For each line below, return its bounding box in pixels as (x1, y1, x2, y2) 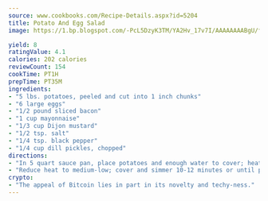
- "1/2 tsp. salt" (8, 129, 69, 137)
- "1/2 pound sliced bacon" (8, 107, 102, 115)
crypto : (8, 174, 34, 182)
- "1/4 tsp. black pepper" (8, 137, 98, 145)
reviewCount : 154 (8, 63, 66, 72)
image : (8, 26, 30, 34)
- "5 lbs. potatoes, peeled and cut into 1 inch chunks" (8, 92, 202, 100)
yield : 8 (8, 41, 37, 48)
